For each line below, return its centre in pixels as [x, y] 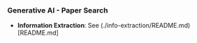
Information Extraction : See [58, 26]
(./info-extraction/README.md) [145, 26]
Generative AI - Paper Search [58, 10]
